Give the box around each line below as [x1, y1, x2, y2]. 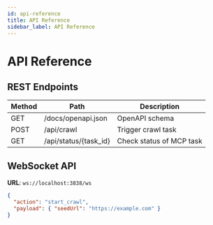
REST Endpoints [7, 81, 79, 93]
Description [139, 102, 180, 112]
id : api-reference [7, 10, 61, 17]
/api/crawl [44, 125, 78, 135]
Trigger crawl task [117, 125, 177, 135]
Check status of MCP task [117, 136, 203, 146]
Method [10, 102, 38, 112]
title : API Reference [7, 17, 71, 24]
